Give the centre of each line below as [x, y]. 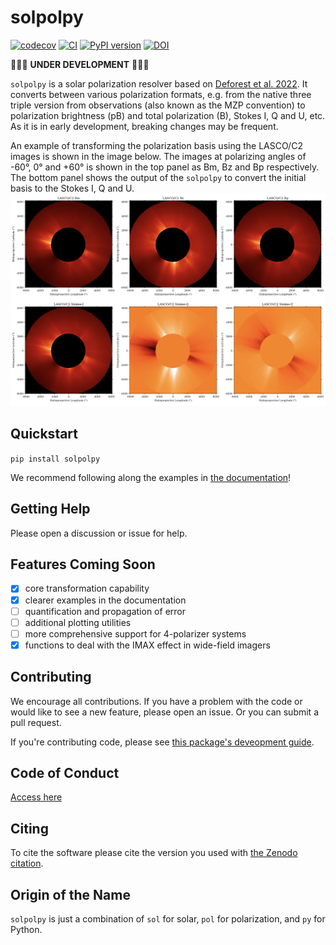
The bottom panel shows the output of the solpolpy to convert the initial [158, 177]
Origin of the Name [70, 894]
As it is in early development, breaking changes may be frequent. [144, 126]
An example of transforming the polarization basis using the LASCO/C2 [156, 145]
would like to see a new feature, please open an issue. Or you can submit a [164, 712]
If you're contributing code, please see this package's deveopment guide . [162, 742]
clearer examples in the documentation [105, 600]
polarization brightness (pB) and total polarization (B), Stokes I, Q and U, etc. [168, 115]
